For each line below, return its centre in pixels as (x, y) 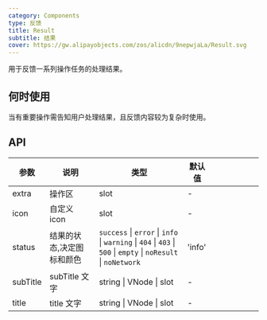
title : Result (32, 30)
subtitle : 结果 (32, 38)
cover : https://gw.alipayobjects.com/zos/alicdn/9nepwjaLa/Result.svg (128, 45)
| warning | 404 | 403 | (137, 242)
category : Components (44, 16)
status (24, 247)
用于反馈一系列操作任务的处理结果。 (68, 69)
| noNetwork (120, 262)
